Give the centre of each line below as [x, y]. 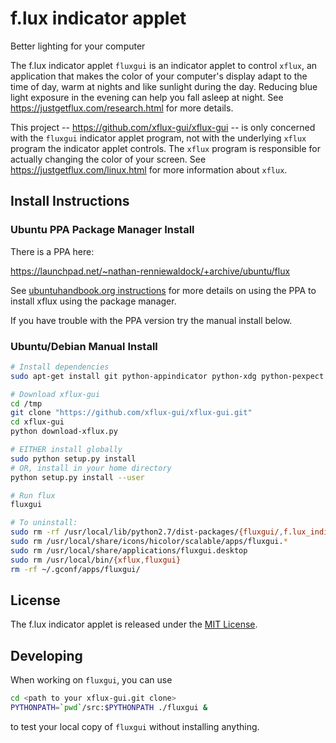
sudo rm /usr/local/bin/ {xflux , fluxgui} [96, 560]
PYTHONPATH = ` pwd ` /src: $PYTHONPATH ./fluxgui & [109, 708]
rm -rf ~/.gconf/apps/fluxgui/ [75, 569]
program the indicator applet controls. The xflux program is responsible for [165, 148]
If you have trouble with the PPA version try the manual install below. [151, 320]
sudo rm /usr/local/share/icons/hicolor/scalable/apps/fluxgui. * [149, 542]
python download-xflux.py [64, 432]
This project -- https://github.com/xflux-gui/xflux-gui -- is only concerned [163, 127]
